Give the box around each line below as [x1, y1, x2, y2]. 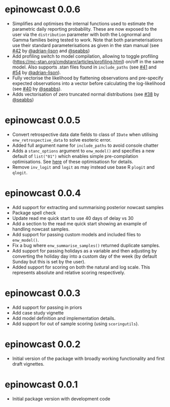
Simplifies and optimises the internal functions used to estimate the [12, 20, 154, 27]
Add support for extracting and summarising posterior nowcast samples [12, 204, 164, 210]
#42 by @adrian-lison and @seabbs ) [12, 48, 90, 54]
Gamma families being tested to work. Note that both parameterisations [12, 37, 163, 43]
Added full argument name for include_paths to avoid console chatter [12, 142, 159, 148]
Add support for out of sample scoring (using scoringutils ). [12, 321, 139, 327]
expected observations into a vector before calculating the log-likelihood [12, 80, 165, 86]
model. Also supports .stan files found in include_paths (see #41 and [12, 64, 157, 70]
